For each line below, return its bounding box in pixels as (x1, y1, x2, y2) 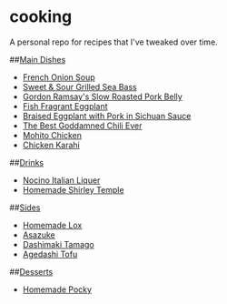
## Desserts (9, 266, 54, 277)
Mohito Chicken (22, 129, 82, 140)
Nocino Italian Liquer (22, 175, 101, 186)
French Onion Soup (22, 71, 95, 83)
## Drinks (9, 157, 44, 167)
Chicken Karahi (22, 139, 80, 150)
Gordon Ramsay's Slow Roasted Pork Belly (22, 91, 183, 102)
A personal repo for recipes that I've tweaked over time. (9, 36, 218, 47)
